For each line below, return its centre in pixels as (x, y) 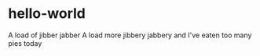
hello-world (47, 14)
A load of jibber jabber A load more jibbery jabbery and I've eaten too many (130, 35)
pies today (25, 43)
